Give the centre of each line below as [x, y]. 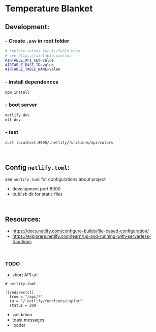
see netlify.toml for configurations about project [55, 179]
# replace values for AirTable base [43, 51]
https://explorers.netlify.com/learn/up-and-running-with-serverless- [81, 236]
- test [12, 132]
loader [19, 325]
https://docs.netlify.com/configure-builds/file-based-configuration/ [80, 231]
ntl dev [13, 120]
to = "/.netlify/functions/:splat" [46, 301]
